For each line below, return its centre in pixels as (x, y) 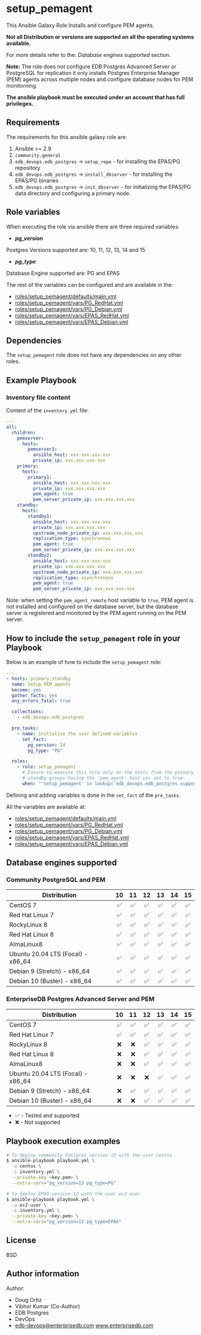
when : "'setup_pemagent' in (57, 784)
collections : (28, 712)
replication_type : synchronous (72, 539)
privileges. (20, 103)
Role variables (33, 212)
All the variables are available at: (46, 806)
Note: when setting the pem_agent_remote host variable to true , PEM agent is (100, 600)
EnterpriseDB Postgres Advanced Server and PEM (80, 999)
